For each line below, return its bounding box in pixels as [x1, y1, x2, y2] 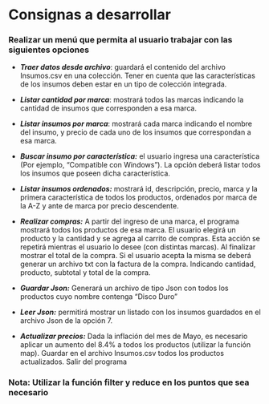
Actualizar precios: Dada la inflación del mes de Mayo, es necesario [19, 331, 248, 341]
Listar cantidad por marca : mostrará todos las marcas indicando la [19, 95, 244, 105]
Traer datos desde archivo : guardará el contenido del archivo [19, 63, 226, 72]
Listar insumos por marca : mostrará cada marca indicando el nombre [19, 119, 253, 129]
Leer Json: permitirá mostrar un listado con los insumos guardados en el [19, 307, 261, 317]
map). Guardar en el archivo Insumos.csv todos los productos [19, 349, 225, 358]
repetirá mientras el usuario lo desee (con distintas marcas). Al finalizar [19, 242, 256, 252]
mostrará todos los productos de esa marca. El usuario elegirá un [19, 225, 237, 235]
